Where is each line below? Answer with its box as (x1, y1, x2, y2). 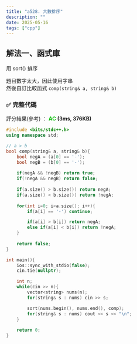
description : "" (6, 14, 46, 20)
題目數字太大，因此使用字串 (6, 77, 73, 85)
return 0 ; (16, 327, 41, 333)
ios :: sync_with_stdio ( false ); (16, 262, 91, 268)
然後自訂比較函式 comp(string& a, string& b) (6, 85, 117, 92)
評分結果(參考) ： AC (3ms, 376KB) (6, 115, 92, 122)
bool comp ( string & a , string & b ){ (6, 148, 91, 154)
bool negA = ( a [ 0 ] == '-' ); (16, 154, 85, 160)
